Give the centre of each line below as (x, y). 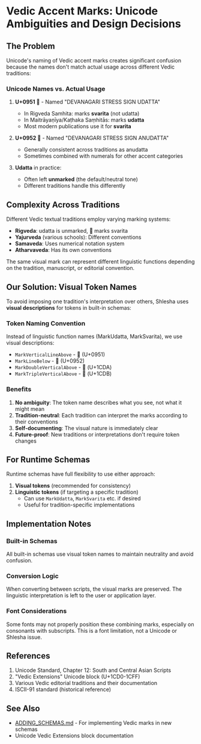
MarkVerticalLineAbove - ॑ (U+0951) (60, 355)
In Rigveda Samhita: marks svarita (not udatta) (82, 114)
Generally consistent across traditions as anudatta (86, 150)
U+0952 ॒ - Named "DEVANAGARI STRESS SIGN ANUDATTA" (92, 138)
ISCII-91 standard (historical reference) (63, 689)
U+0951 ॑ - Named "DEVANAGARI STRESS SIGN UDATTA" (88, 102)
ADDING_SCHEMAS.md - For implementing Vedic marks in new (93, 723)
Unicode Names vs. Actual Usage (56, 88)
